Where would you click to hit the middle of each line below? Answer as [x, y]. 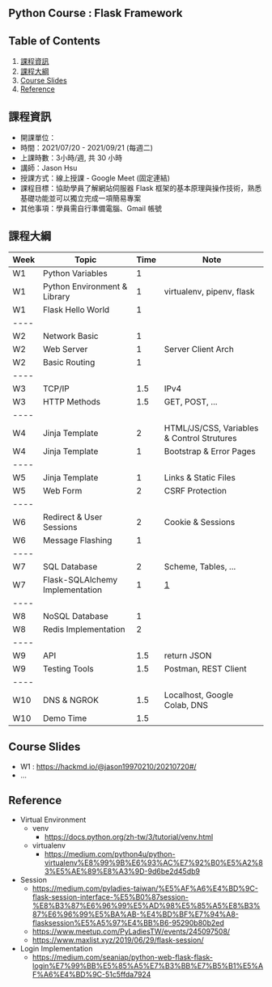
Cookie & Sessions [200, 522]
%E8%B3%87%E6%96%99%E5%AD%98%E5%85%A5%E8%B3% [146, 906]
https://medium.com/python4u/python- [110, 854]
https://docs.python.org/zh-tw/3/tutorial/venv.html [129, 837]
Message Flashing [78, 540]
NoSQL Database [76, 616]
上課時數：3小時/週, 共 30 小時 [71, 158]
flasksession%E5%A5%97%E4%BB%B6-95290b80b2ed [128, 923]
